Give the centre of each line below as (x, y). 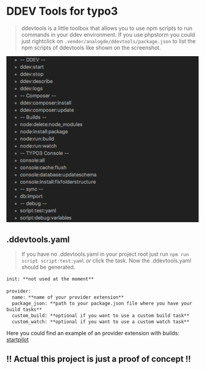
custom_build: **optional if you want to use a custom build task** (101, 316)
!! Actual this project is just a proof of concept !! (99, 359)
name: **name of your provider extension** (68, 297)
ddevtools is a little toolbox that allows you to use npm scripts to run (107, 28)
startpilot (18, 339)
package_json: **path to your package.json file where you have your (102, 303)
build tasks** (24, 310)
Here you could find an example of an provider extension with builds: (93, 333)
